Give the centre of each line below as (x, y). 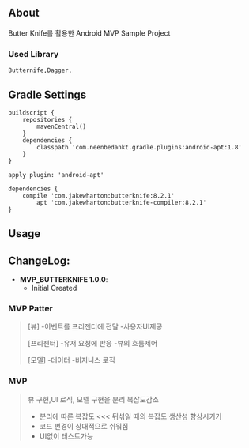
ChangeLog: (39, 260)
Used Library (34, 54)
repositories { (47, 119)
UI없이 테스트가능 (66, 436)
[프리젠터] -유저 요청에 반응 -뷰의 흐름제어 (92, 344)
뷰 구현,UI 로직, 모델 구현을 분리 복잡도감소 (93, 399)
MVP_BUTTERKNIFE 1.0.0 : (64, 280)
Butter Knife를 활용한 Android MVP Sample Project (89, 33)
